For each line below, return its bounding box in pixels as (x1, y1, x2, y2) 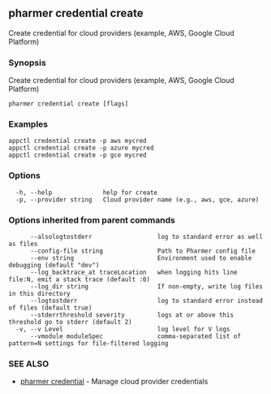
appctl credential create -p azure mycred (8, 144, 154, 153)
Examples (8, 119, 49, 130)
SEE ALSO (8, 357, 49, 369)
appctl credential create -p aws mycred (8, 137, 148, 145)
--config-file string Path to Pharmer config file (29, 247, 256, 255)
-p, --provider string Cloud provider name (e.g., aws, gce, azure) (15, 195, 260, 204)
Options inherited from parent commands (8, 214, 176, 226)
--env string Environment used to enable (29, 254, 252, 262)
